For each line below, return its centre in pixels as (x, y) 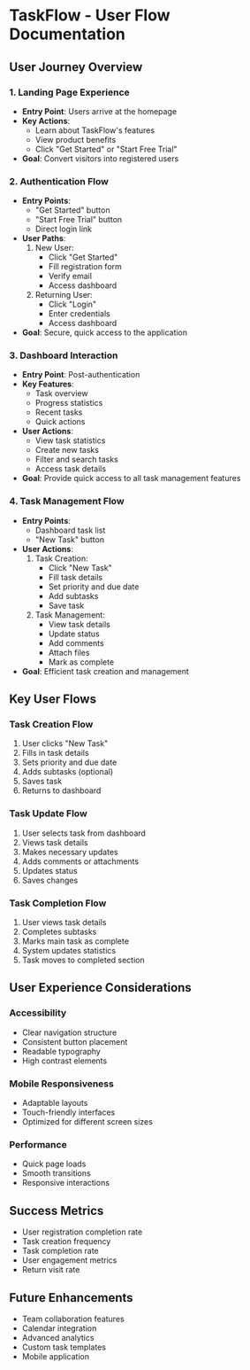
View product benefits (76, 139)
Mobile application (56, 1356)
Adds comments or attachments (80, 861)
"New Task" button (69, 539)
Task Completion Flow (58, 903)
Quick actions (60, 422)
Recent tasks (59, 412)
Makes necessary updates (70, 852)
